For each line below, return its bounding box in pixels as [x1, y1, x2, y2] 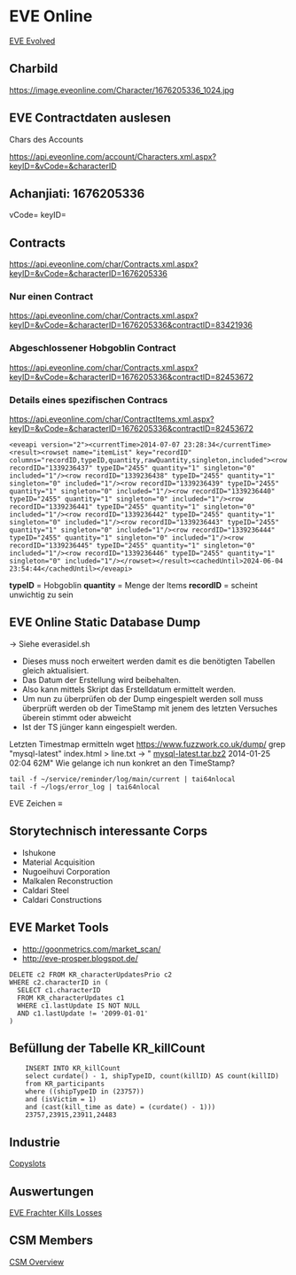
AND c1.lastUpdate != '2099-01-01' [17, 1008, 149, 1018]
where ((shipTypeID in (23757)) [25, 1087, 144, 1096]
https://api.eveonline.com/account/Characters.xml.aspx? [9, 151, 217, 161]
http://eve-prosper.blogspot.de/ [21, 952, 139, 963]
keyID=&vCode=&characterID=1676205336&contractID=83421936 [9, 320, 253, 330]
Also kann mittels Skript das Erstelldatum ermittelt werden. [21, 684, 237, 695]
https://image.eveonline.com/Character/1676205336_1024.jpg [9, 84, 235, 95]
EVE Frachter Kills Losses [9, 1207, 103, 1217]
